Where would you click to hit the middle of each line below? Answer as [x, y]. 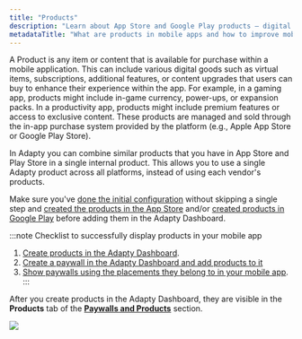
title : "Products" [44, 17]
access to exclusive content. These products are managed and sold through [150, 117]
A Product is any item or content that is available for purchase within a [139, 60]
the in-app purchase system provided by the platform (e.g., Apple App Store [150, 126]
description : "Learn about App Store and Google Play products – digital [151, 26]
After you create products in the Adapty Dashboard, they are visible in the [146, 299]
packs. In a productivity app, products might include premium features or [145, 108]
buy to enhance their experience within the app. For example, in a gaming [146, 88]
